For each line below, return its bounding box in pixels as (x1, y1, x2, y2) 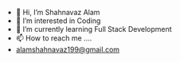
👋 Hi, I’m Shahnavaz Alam (15, 8, 100, 17)
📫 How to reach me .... (15, 33, 92, 43)
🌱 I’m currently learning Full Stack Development (15, 25, 173, 33)
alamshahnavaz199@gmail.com (15, 45, 120, 54)
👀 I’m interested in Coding (15, 16, 101, 25)
